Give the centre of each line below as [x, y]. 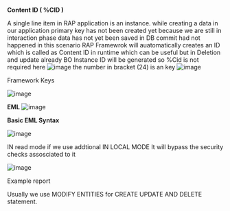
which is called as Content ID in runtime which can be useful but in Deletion [114, 52]
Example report [29, 181]
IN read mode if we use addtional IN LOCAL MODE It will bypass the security [115, 147]
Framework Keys [31, 80]
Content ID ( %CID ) [35, 10]
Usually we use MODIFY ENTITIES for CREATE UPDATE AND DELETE [105, 194]
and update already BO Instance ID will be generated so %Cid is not [103, 60]
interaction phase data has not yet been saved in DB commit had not [104, 38]
